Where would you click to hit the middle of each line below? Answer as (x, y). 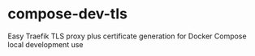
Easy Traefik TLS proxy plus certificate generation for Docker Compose (127, 36)
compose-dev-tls (67, 14)
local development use (45, 44)
